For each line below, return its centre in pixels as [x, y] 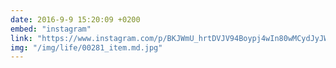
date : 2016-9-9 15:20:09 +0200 [75, 19]
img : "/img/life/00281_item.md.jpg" [86, 47]
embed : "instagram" [51, 29]
